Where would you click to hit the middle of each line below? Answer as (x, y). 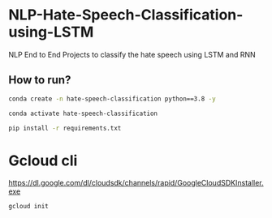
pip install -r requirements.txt (65, 128)
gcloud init (28, 207)
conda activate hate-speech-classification (83, 113)
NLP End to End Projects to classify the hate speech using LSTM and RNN (132, 54)
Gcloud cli (43, 160)
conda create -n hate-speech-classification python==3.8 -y (112, 99)
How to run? (40, 80)
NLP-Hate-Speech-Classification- (126, 15)
